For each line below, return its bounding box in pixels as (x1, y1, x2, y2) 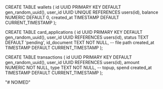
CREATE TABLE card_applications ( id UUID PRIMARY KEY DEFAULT (5, 29, 143, 35)
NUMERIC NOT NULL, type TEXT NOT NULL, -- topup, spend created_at (5, 65, 152, 70)
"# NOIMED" (5, 79, 31, 85)
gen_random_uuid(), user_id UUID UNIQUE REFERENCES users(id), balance (5, 9, 159, 15)
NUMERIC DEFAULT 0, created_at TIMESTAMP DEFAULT (5, 15, 120, 20)
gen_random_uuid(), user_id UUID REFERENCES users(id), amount (5, 60, 140, 65)
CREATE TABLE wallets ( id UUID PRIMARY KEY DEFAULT (5, 4, 122, 10)
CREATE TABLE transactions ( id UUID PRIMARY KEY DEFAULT (5, 54, 132, 60)
